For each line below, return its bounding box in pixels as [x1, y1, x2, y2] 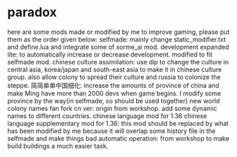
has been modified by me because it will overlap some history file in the [7, 127, 217, 135]
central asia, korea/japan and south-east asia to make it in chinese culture [7, 65, 222, 74]
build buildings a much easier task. [7, 141, 109, 150]
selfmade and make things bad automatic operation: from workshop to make [7, 134, 230, 142]
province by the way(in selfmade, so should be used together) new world [7, 96, 220, 105]
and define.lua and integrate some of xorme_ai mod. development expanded [7, 42, 229, 51]
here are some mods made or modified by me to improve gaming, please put [7, 28, 230, 36]
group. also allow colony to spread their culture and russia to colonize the [7, 72, 221, 81]
